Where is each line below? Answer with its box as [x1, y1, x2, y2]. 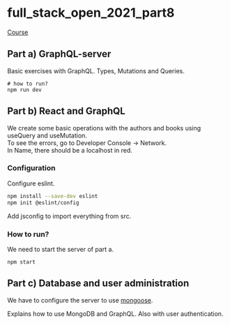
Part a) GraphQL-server [7, 48, 112, 60]
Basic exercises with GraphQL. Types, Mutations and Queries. [7, 66, 185, 75]
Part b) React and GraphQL [7, 105, 125, 117]
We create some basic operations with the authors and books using [7, 123, 201, 132]
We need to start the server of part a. [7, 245, 114, 253]
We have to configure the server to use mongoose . [7, 296, 153, 304]
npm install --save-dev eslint [7, 192, 98, 199]
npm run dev [7, 86, 42, 93]
